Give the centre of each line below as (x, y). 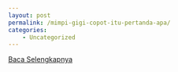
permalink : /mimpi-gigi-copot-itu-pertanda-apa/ (89, 23)
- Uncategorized (49, 37)
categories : (28, 30)
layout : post (30, 15)
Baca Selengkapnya (41, 59)
